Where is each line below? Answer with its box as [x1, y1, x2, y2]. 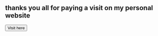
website [5, 12, 31, 20]
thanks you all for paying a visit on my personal [5, 4, 153, 12]
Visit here [7, 25, 25, 31]
